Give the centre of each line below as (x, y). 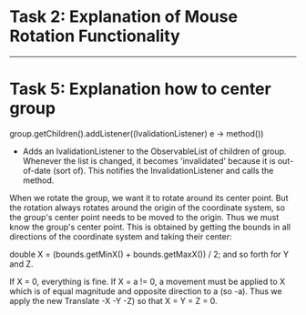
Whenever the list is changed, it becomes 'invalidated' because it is (149, 160)
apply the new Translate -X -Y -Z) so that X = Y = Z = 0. (113, 300)
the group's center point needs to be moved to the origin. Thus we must (144, 217)
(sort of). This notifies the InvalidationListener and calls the (163, 170)
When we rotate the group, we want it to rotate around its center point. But (149, 198)
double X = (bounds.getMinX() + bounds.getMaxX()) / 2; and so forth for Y (149, 254)
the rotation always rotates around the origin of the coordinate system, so (147, 208)
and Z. (21, 264)
